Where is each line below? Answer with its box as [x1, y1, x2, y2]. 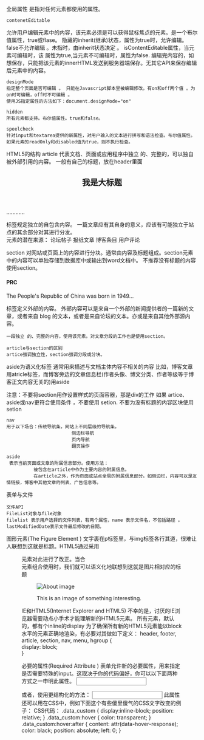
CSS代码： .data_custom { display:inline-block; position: [33, 707, 174, 714]
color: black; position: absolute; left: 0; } [21, 727, 121, 734]
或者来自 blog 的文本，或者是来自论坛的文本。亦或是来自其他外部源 [16, 312, 185, 320]
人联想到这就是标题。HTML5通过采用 [6, 543, 100, 550]
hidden [6, 109, 23, 115]
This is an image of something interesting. [36, 594, 141, 601]
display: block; [21, 643, 58, 650]
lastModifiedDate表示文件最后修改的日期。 [6, 523, 104, 530]
